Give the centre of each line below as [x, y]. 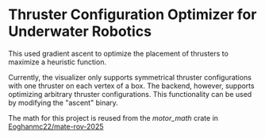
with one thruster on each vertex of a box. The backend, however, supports [132, 86]
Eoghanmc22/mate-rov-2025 [56, 126]
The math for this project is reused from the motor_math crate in [113, 118]
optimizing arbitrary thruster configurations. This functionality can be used [130, 94]
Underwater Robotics [80, 31]
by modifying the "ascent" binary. [63, 102]
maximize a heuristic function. [58, 62]
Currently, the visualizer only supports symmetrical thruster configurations [130, 77]
